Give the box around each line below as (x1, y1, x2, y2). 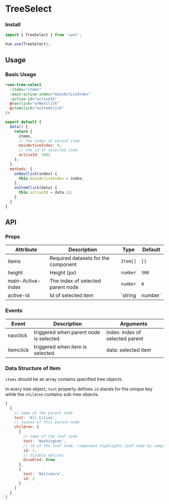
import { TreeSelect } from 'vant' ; (5, 32, 82, 38)
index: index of (106, 329, 141, 336)
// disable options (23, 452, 64, 458)
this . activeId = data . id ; (18, 190, 73, 195)
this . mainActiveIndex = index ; (18, 176, 84, 181)
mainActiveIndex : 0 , (18, 143, 62, 148)
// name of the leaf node (23, 434, 78, 439)
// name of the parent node (14, 410, 73, 416)
